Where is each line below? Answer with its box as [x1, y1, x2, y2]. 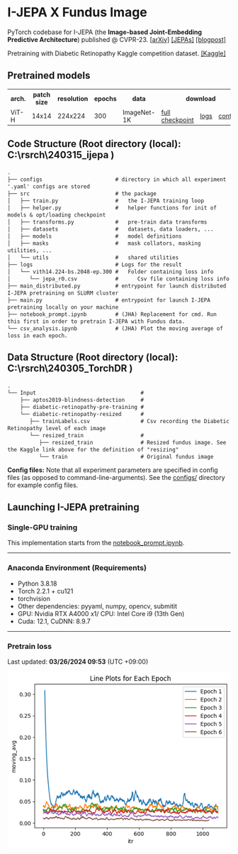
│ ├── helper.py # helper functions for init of [7, 204, 217, 212]
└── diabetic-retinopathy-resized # [20, 410, 144, 417]
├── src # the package [7, 190, 157, 197]
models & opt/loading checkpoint [7, 211, 106, 219]
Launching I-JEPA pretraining [7, 501, 140, 513]
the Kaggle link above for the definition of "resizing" [7, 446, 179, 453]
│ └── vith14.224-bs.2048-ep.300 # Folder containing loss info [7, 268, 214, 275]
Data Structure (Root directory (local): [7, 351, 178, 363]
